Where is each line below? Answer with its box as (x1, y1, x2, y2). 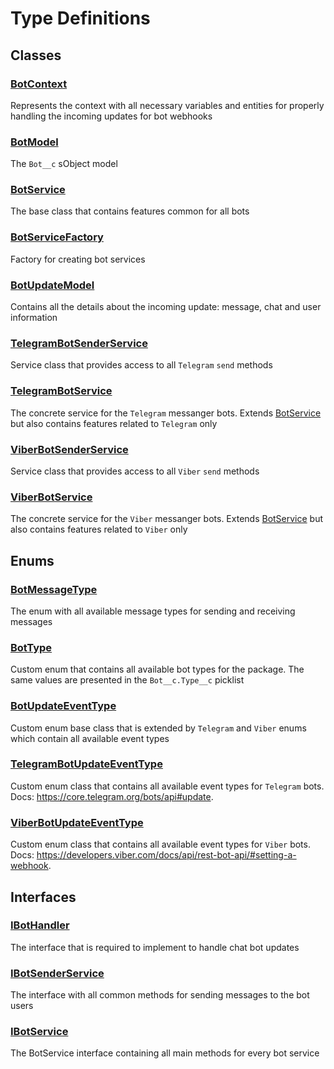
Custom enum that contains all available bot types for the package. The (10, 663, 305, 676)
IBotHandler (10, 918, 70, 932)
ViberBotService (10, 490, 93, 504)
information (10, 312, 58, 324)
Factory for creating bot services (10, 253, 146, 265)
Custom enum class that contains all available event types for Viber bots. (10, 838, 311, 851)
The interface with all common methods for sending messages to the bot (10, 989, 310, 1001)
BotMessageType (10, 582, 98, 596)
